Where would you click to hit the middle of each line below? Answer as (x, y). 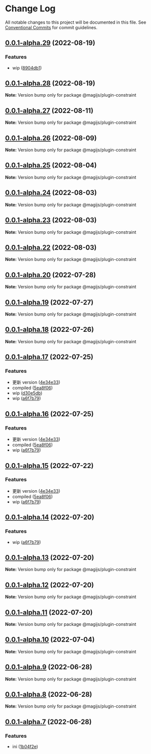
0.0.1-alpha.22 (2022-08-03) (51, 247)
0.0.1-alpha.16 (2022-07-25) (49, 414)
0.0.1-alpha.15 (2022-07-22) (49, 466)
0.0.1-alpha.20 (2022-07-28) (50, 275)
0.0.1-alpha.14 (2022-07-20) (50, 518)
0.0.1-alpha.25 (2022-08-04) (51, 165)
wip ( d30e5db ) (27, 393)
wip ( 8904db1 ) (27, 68)
